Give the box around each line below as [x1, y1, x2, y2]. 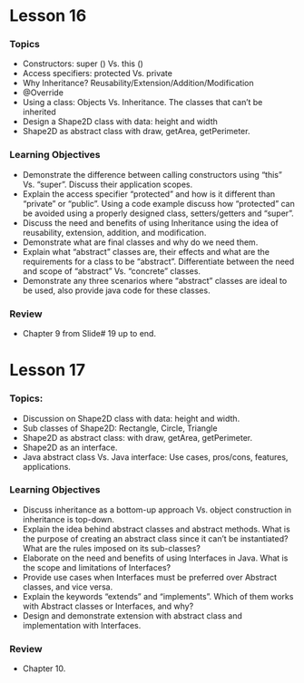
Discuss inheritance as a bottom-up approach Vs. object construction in [22, 504, 292, 515]
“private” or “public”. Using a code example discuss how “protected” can [22, 198, 295, 209]
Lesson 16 [9, 5, 87, 26]
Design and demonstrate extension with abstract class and [22, 610, 242, 621]
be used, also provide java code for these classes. [22, 285, 211, 296]
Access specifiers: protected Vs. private [22, 68, 172, 79]
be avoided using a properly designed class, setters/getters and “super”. [22, 208, 295, 219]
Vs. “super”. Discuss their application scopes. [22, 179, 193, 190]
